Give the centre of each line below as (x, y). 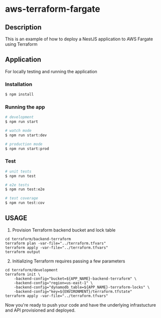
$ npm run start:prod (27, 148)
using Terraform (21, 44)
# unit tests (18, 171)
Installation (19, 84)
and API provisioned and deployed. (40, 310)
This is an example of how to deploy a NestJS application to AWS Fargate (79, 39)
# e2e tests (17, 185)
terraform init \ (23, 274)
